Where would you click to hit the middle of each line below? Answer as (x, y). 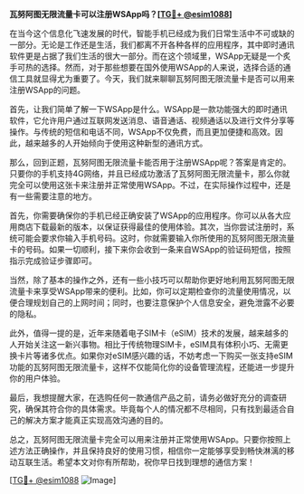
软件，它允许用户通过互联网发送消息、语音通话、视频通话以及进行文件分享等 (152, 120)
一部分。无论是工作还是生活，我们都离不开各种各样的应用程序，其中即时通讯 (152, 45)
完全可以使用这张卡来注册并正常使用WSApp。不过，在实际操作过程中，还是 (150, 185)
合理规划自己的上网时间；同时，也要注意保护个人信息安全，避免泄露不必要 (156, 303)
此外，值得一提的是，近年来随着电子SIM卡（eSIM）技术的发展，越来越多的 (149, 333)
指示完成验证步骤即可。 (53, 261)
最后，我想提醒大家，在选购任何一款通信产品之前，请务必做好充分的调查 (144, 398)
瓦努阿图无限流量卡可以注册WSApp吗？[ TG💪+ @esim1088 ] (121, 14)
